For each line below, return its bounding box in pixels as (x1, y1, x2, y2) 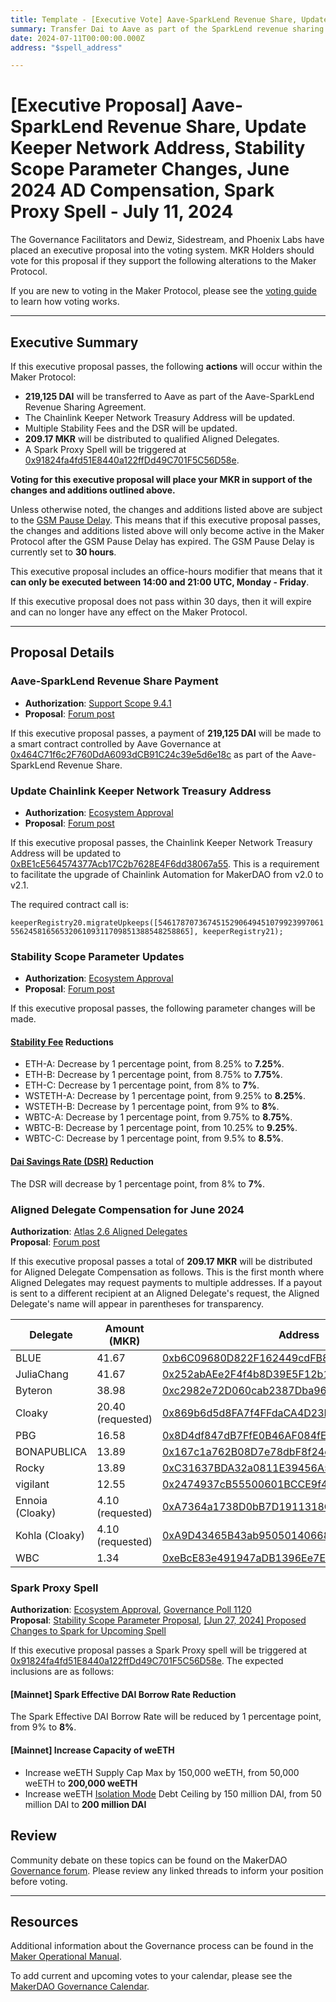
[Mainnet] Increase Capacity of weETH (10, 1744, 175, 1756)
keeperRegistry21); (202, 926, 284, 936)
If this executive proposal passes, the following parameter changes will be (10, 1002, 316, 1015)
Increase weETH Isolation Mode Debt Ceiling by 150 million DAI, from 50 (24, 1787, 322, 1800)
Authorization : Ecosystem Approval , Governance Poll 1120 (10, 1604, 252, 1616)
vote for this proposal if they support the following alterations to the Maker (10, 255, 317, 267)
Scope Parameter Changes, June (10, 158, 290, 181)
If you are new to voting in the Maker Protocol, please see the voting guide (10, 285, 317, 297)
